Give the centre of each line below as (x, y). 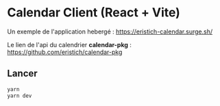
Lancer (22, 74)
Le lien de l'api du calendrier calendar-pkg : (70, 44)
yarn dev (20, 96)
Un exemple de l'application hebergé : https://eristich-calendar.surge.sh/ (110, 31)
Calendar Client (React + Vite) (94, 13)
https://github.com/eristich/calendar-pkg (65, 52)
